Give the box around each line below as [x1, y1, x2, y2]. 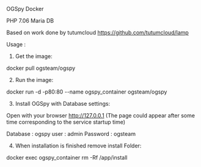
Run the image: [15, 76, 54, 83]
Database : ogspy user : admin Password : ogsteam [6, 130, 136, 137]
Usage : [6, 41, 26, 48]
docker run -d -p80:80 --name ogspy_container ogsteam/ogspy [6, 88, 167, 95]
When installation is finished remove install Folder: [15, 142, 142, 149]
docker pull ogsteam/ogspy [6, 64, 76, 72]
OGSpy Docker [6, 6, 44, 12]
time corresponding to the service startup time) [6, 119, 126, 125]
